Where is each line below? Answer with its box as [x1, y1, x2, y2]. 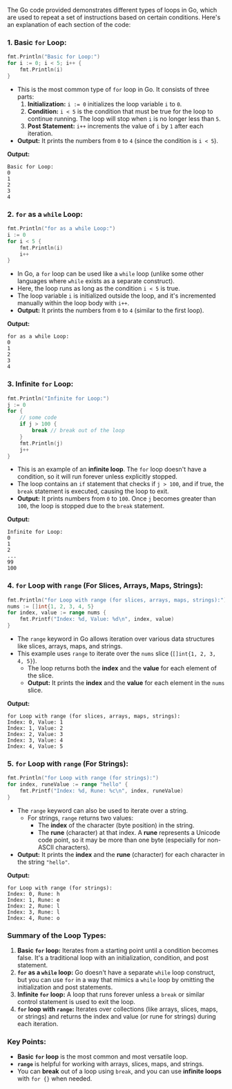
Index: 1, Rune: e [7, 896, 60, 903]
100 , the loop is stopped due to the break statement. [17, 502, 164, 510]
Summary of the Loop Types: [7, 930, 107, 940]
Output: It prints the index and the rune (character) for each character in [17, 850, 225, 858]
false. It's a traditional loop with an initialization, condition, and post [17, 954, 209, 962]
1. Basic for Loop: [7, 37, 67, 47]
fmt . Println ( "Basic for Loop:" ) [7, 53, 100, 61]
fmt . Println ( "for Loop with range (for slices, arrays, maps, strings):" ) [7, 597, 227, 604]
